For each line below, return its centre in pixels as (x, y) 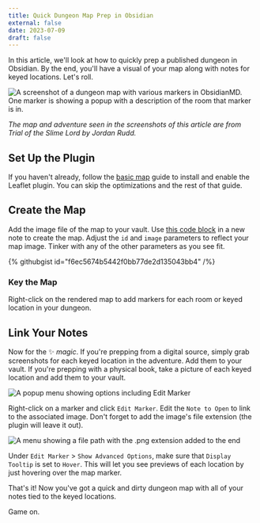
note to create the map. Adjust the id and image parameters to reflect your (128, 238)
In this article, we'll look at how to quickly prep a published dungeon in (123, 60)
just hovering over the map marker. (65, 472)
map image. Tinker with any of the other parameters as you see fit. (117, 246)
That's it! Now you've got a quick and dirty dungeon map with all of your (126, 487)
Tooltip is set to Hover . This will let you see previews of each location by (126, 464)
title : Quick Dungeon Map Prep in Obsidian (81, 15)
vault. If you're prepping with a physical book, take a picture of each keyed (130, 368)
